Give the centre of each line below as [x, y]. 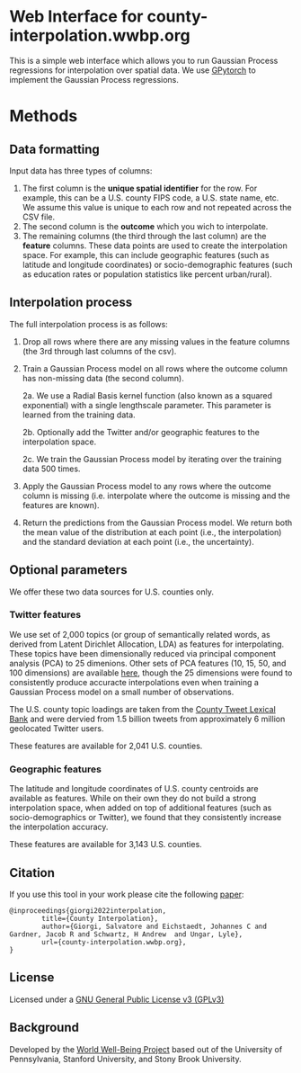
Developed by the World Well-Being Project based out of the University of [146, 1049]
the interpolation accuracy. [59, 827]
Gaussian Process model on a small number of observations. [122, 692]
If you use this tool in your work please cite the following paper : [127, 894]
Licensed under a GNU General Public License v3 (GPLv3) [117, 999]
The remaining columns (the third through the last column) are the [144, 236]
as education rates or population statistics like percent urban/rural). [147, 274]
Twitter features [45, 615]
